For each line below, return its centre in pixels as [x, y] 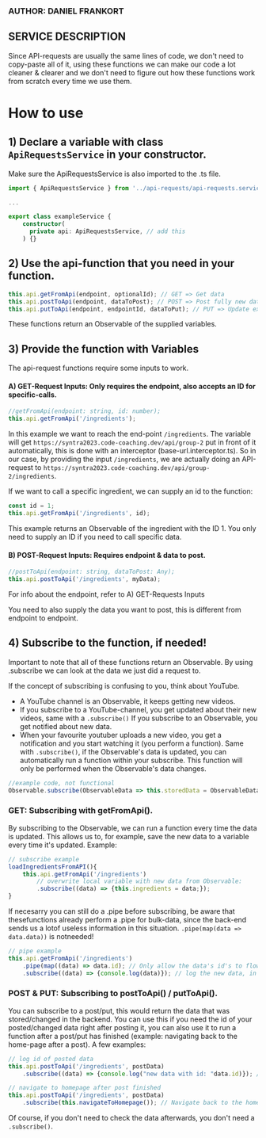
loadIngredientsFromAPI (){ [53, 867]
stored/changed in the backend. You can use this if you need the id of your [130, 1019]
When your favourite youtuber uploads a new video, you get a [120, 735]
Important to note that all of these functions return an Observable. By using [131, 662]
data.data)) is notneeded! [51, 936]
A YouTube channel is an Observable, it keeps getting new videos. [127, 701]
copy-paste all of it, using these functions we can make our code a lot [122, 64]
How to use [46, 113]
